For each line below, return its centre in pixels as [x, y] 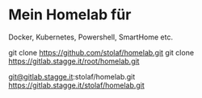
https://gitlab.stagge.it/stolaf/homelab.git [77, 85]
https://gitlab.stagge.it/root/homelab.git [74, 61]
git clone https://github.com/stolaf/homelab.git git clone [101, 52]
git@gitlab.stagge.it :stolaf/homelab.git [72, 76]
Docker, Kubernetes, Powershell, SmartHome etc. [91, 37]
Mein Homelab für [70, 15]
